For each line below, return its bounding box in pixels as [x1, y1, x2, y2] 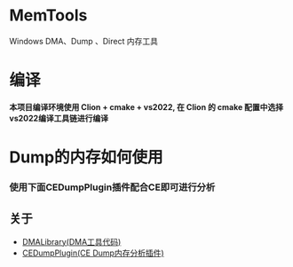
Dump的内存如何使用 [9, 147, 163, 167]
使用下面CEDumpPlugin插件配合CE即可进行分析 [9, 181, 216, 193]
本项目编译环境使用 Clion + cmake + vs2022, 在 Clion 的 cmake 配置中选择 [9, 101, 284, 112]
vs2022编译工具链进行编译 [9, 113, 109, 123]
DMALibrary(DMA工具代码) [21, 236, 122, 247]
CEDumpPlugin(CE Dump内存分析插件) [21, 247, 164, 258]
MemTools [9, 5, 88, 26]
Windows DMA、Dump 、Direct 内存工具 [9, 35, 158, 46]
